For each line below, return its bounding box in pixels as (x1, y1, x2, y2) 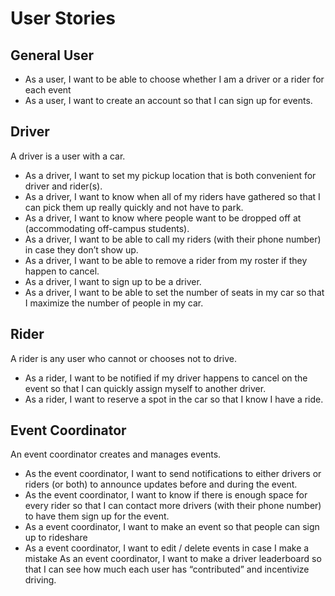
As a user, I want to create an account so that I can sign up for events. (24, 95, 313, 106)
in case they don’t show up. (24, 243, 139, 256)
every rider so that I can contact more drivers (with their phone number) (24, 500, 322, 512)
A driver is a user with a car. (10, 150, 126, 162)
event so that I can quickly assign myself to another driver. (24, 382, 267, 394)
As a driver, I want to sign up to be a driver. (24, 275, 202, 287)
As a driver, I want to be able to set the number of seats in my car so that (24, 286, 325, 298)
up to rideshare (24, 532, 88, 544)
